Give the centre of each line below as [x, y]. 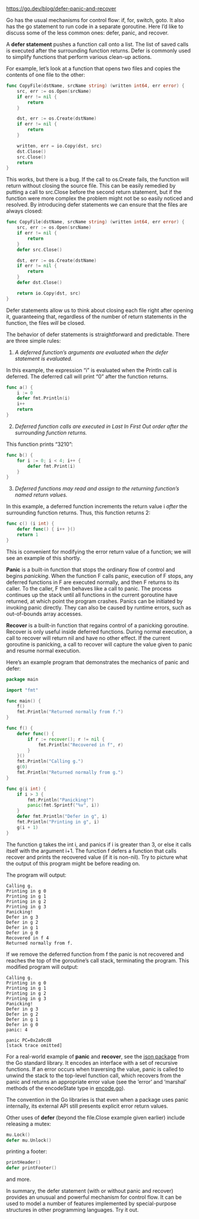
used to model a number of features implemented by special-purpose [91, 1204]
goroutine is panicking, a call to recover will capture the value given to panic [99, 644]
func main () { [24, 701]
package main [22, 679]
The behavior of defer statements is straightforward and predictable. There [98, 334]
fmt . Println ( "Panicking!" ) [61, 800]
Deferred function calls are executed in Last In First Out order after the [101, 426]
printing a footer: [27, 1152]
